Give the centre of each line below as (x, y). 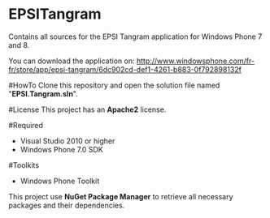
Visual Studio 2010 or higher (67, 141)
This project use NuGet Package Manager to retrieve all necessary (121, 196)
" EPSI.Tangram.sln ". (44, 93)
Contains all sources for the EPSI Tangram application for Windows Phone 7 (135, 36)
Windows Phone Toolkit (60, 181)
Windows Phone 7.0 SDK (61, 149)
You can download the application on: (72, 61)
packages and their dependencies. (67, 205)
